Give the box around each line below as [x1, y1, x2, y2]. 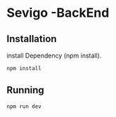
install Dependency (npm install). [6, 51, 102, 60]
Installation [6, 33, 57, 45]
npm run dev [6, 103, 41, 110]
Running [6, 84, 45, 96]
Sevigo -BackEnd [6, 5, 110, 21]
